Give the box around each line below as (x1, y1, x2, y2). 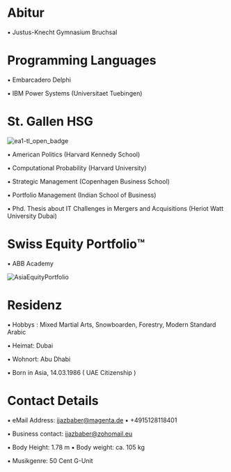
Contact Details (7, 392, 99, 408)
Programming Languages (7, 52, 157, 68)
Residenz (7, 297, 63, 313)
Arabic (7, 327, 26, 336)
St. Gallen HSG (7, 114, 94, 130)
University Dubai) (7, 212, 57, 220)
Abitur (7, 5, 45, 21)
